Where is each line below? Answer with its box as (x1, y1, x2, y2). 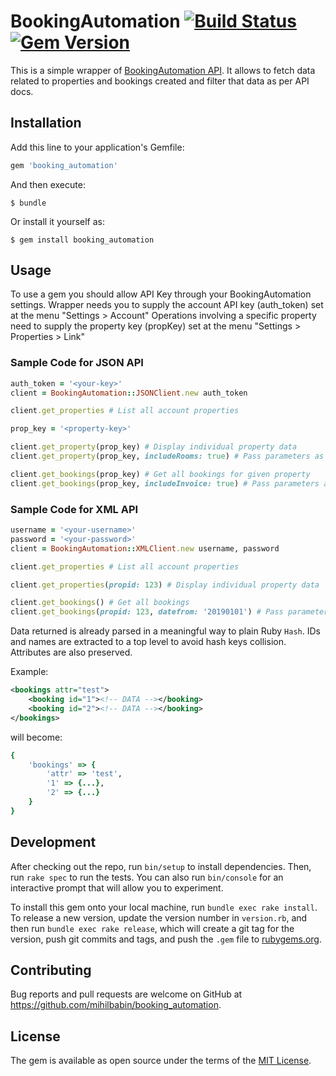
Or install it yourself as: (10, 215, 105, 227)
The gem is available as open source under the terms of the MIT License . (10, 1055, 312, 1067)
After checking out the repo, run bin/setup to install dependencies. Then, (10, 860, 312, 872)
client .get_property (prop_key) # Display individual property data (10, 442, 298, 452)
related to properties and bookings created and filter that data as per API (10, 75, 310, 87)
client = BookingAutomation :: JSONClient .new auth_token (10, 388, 248, 398)
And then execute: (10, 178, 86, 190)
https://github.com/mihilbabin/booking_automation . (10, 999, 222, 1011)
